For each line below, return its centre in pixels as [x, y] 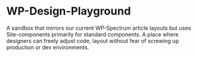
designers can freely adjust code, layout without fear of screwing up [93, 41]
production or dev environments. [48, 47]
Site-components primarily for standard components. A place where [93, 34]
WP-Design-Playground [69, 11]
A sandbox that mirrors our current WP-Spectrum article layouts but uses [99, 28]
